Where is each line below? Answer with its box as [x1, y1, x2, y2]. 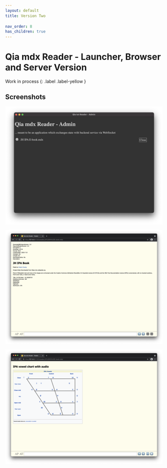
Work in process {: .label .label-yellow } [5, 78, 86, 84]
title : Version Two [5, 13, 46, 18]
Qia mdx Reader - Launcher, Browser [5, 51, 161, 62]
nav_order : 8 [5, 24, 32, 29]
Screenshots [5, 93, 46, 101]
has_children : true [5, 29, 46, 34]
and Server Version [5, 62, 87, 73]
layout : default [5, 8, 39, 13]
